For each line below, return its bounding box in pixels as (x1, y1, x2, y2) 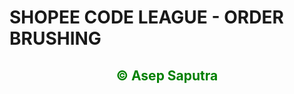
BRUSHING (9, 27, 102, 50)
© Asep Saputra (115, 67, 219, 84)
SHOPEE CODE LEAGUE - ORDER (9, 6, 284, 29)
